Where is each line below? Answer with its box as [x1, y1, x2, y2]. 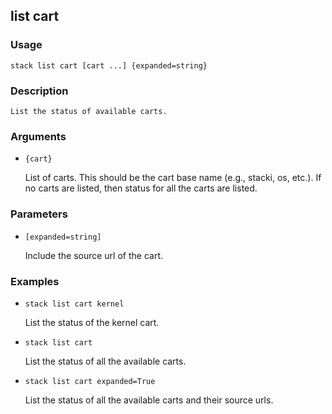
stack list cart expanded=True [24, 376, 156, 386]
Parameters [10, 207, 68, 221]
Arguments [10, 129, 67, 143]
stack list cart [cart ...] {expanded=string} [10, 60, 208, 71]
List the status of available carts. [10, 106, 168, 116]
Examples [10, 274, 60, 288]
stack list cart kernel [24, 299, 125, 309]
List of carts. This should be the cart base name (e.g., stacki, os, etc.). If [24, 172, 322, 184]
